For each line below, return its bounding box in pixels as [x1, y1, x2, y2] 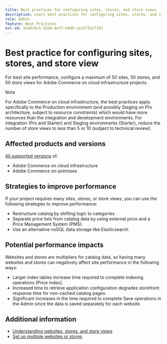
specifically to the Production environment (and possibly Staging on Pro [5, 104, 153, 110]
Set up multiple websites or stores [12, 334, 83, 340]
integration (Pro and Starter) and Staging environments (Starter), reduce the [5, 120, 161, 126]
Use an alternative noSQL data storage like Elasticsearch [12, 226, 129, 232]
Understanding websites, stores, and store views [12, 328, 113, 334]
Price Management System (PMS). [12, 221, 83, 227]
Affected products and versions [5, 140, 106, 148]
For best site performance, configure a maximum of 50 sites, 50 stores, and [5, 74, 160, 80]
